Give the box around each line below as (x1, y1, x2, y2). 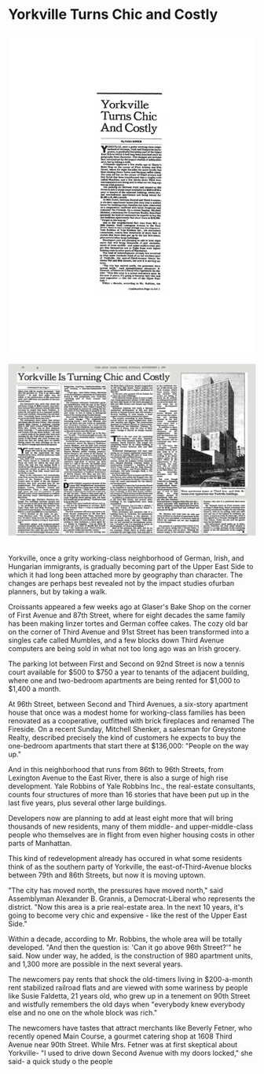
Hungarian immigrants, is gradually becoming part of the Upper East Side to (8, 561, 254, 571)
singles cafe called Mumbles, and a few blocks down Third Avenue (8, 635, 225, 645)
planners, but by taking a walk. (8, 587, 108, 596)
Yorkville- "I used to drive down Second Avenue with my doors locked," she (8, 1048, 253, 1057)
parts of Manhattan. (8, 838, 72, 848)
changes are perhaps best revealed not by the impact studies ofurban (8, 578, 235, 587)
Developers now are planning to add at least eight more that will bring (8, 813, 233, 822)
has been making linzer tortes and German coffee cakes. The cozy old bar (8, 619, 249, 628)
